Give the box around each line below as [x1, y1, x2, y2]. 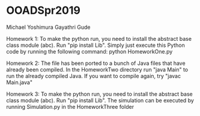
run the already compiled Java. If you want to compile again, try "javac [6, 72, 181, 79]
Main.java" [6, 79, 33, 86]
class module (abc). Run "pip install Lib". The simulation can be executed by [6, 97, 194, 104]
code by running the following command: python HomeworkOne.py [6, 47, 173, 55]
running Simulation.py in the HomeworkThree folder [6, 103, 134, 110]
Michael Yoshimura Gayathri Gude [6, 23, 91, 31]
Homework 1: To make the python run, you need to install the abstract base [6, 35, 192, 42]
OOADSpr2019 [6, 4, 81, 17]
